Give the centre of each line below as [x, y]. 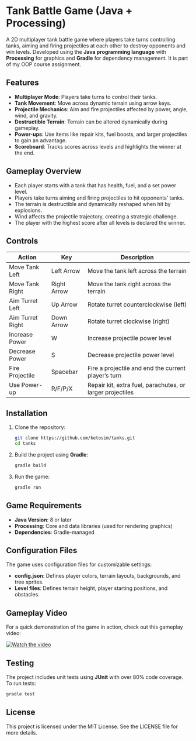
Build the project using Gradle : [51, 454]
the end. [24, 153]
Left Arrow [66, 271]
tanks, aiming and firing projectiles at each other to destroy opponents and [96, 46]
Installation [27, 413]
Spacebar [65, 372]
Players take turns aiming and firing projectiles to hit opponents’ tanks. [99, 198]
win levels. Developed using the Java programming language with [86, 52]
